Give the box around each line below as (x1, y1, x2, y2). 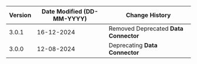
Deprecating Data (108, 41, 158, 49)
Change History (125, 11, 171, 19)
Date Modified (42, 8, 83, 15)
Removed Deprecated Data (108, 24, 184, 33)
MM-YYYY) (52, 15, 87, 23)
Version (9, 11, 32, 19)
